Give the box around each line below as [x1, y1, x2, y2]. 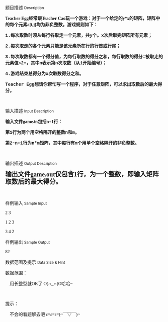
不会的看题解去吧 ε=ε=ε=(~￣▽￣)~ [10, 312, 80, 317]
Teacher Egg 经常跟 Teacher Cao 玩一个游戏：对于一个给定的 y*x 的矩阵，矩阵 [5, 16, 156, 21]
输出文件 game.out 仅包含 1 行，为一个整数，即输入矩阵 [5, 171, 159, 178]
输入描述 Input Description [5, 108, 54, 114]
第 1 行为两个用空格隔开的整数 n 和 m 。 [5, 130, 79, 135]
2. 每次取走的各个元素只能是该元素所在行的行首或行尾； [5, 44, 121, 49]
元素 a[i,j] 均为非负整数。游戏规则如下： [18, 22, 98, 27]
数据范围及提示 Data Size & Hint [5, 259, 65, 265]
